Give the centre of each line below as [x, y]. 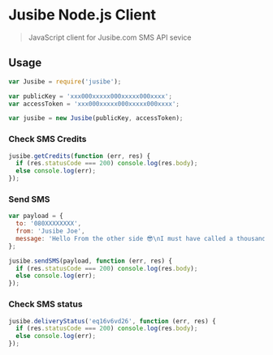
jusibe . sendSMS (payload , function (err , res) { [91, 261]
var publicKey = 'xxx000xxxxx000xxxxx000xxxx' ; [91, 96]
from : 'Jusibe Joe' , [50, 231]
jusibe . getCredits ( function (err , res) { [80, 156]
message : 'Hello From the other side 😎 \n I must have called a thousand [141, 238]
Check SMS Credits [48, 139]
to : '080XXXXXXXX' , [49, 224]
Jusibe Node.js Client [82, 15]
